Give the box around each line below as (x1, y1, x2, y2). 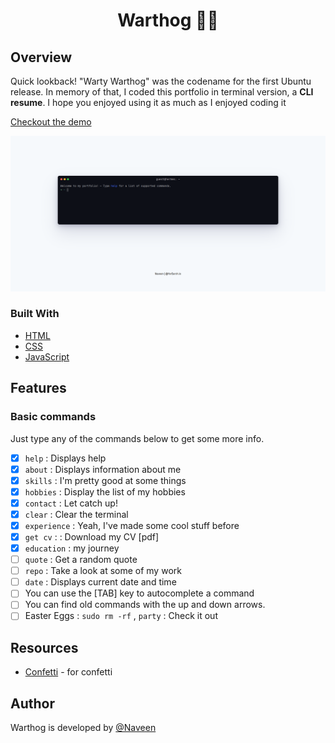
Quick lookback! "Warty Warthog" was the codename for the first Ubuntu (10, 75, 312, 87)
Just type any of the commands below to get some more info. (10, 432, 265, 444)
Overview (10, 49, 73, 66)
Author (10, 695, 55, 712)
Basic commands (10, 410, 97, 424)
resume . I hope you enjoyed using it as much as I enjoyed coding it (10, 97, 287, 108)
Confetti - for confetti (24, 666, 113, 678)
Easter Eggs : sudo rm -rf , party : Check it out (24, 610, 218, 622)
